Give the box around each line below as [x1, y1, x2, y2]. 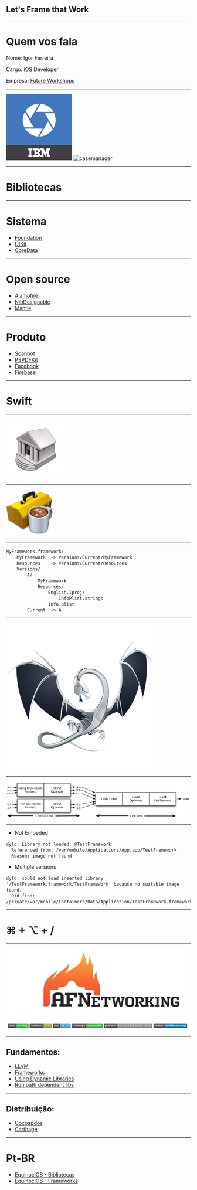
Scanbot [14, 350, 35, 357]
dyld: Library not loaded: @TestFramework [6, 841, 111, 847]
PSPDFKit [14, 356, 38, 363]
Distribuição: [6, 1104, 55, 1114]
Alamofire [14, 292, 39, 299]
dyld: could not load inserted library [6, 875, 104, 881]
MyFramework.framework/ [6, 549, 64, 555]
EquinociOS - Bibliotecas [14, 1171, 75, 1178]
